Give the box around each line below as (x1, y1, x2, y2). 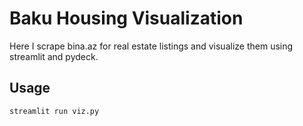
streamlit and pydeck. (9, 50, 99, 62)
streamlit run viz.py (9, 106, 100, 116)
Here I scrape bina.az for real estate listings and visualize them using (9, 40, 294, 52)
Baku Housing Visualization (9, 7, 244, 30)
